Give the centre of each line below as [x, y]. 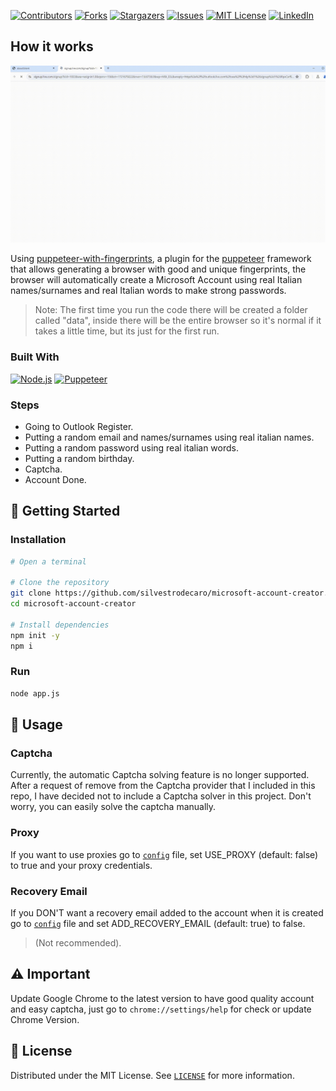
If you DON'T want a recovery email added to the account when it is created [167, 912]
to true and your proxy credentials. [81, 865]
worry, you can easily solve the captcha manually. [113, 807]
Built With [35, 357]
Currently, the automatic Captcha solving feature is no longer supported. [160, 775]
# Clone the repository [60, 583]
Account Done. [55, 479]
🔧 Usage [36, 725]
